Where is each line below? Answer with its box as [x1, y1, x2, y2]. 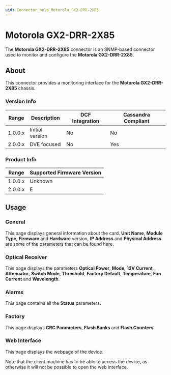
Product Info [5, 156, 37, 163]
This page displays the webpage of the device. [5, 349, 103, 355]
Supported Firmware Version [30, 169, 102, 176]
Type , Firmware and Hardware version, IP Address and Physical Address [5, 235, 162, 242]
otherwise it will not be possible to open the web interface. [5, 364, 128, 370]
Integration [72, 118, 100, 125]
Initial [30, 126, 43, 133]
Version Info [5, 98, 37, 105]
